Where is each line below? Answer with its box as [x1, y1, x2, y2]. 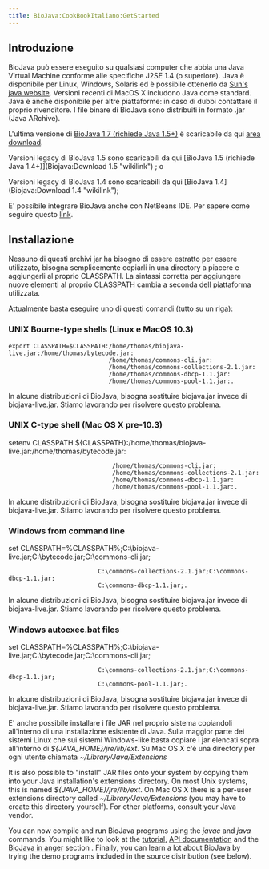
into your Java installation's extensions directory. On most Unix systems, [8, 776, 248, 786]
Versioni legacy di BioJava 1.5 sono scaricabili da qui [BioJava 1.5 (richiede [8, 153, 255, 163]
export [8, 342, 30, 350]
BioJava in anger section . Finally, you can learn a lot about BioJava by [8, 843, 241, 853]
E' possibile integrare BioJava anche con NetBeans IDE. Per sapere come [8, 201, 251, 211]
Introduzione [8, 42, 74, 55]
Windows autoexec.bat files [8, 624, 120, 635]
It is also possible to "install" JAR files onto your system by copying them [8, 768, 249, 778]
